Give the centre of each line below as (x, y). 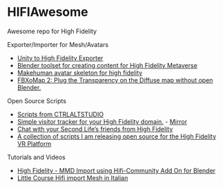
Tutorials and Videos (36, 157)
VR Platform (34, 143)
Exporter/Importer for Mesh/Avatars (58, 44)
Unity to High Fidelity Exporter (60, 58)
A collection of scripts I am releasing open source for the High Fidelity (116, 136)
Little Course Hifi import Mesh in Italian (72, 178)
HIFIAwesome (48, 12)
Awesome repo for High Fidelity (52, 31)
